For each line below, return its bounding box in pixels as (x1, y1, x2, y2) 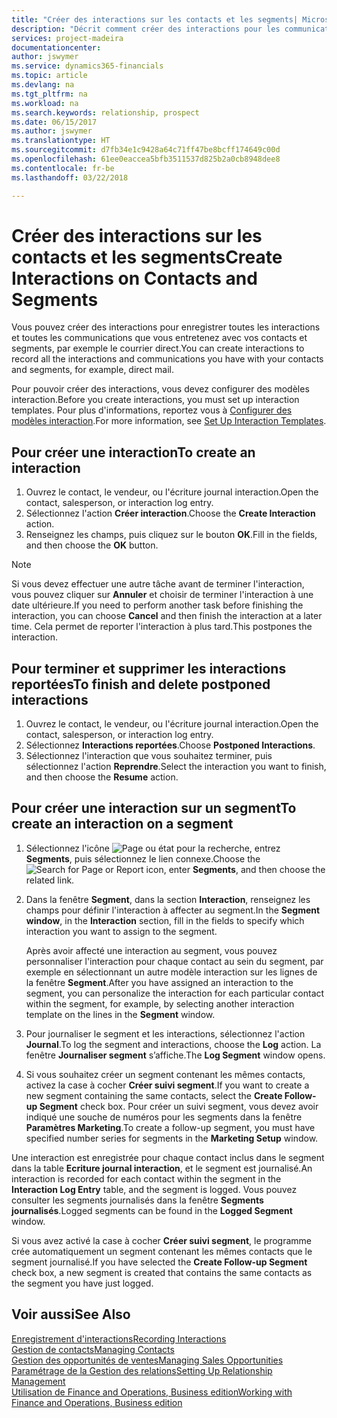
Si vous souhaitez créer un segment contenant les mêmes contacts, (25, 1068, 306, 1080)
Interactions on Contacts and (11, 267, 258, 290)
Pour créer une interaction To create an (11, 444, 256, 461)
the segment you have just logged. (11, 1277, 154, 1289)
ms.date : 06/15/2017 (11, 117, 98, 127)
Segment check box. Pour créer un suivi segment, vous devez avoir (39, 1100, 319, 1112)
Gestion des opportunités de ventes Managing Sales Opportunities (11, 1354, 284, 1366)
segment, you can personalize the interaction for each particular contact (25, 987, 325, 999)
